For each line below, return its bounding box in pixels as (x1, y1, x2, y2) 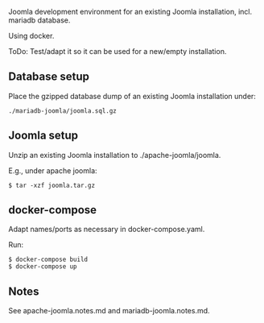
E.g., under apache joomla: (8, 165, 98, 176)
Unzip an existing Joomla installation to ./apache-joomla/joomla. (8, 150, 221, 159)
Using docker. (8, 31, 55, 40)
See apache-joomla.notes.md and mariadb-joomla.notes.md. (8, 306, 211, 316)
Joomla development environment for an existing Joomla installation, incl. (8, 7, 253, 16)
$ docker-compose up (8, 263, 78, 271)
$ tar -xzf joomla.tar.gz (8, 181, 95, 189)
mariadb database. (8, 15, 71, 25)
